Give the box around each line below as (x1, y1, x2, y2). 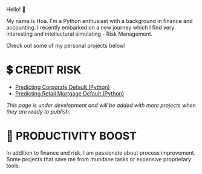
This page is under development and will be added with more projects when (6, 101, 197, 109)
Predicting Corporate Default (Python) (15, 83, 110, 91)
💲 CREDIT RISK (6, 63, 82, 77)
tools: (6, 162, 21, 169)
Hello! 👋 (6, 6, 26, 13)
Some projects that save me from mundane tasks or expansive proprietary (6, 155, 192, 163)
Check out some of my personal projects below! (6, 42, 126, 49)
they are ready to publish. (6, 108, 71, 115)
